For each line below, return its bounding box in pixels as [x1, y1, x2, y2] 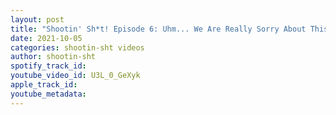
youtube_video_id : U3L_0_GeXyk [10, 71, 141, 81]
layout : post [10, 14, 65, 25]
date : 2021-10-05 [10, 33, 83, 43]
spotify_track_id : [10, 61, 87, 71]
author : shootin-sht [10, 52, 97, 62]
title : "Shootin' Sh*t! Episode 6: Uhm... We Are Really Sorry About [10, 24, 307, 34]
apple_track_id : [10, 80, 78, 90]
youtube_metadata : [10, 89, 87, 99]
